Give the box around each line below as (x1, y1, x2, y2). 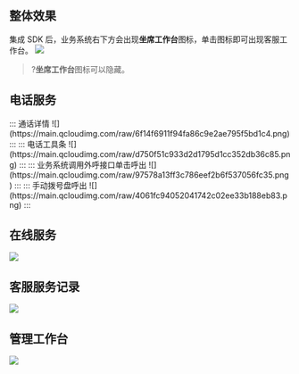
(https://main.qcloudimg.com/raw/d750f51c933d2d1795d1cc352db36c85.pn (9, 148, 291, 159)
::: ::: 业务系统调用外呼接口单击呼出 (19, 159, 147, 170)
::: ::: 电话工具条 (9, 138, 67, 149)
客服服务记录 (9, 279, 80, 295)
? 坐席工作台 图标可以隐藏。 (30, 63, 129, 74)
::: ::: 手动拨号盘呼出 (14, 179, 87, 190)
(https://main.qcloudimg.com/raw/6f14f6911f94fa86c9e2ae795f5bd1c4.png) (9, 128, 290, 138)
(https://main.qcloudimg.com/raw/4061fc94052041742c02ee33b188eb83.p (9, 190, 288, 201)
